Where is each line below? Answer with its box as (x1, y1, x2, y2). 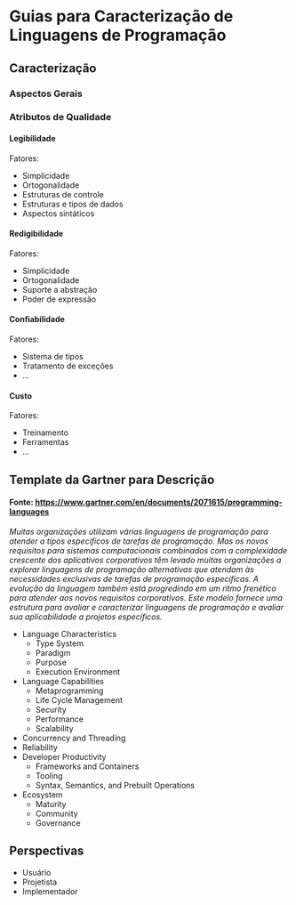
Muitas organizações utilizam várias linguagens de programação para (9, 526, 268, 537)
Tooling (35, 770, 63, 780)
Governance (35, 817, 81, 828)
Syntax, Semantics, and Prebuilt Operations (35, 780, 196, 790)
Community (35, 808, 78, 819)
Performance (35, 714, 84, 724)
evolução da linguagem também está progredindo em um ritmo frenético (9, 583, 277, 594)
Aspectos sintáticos (21, 207, 95, 219)
